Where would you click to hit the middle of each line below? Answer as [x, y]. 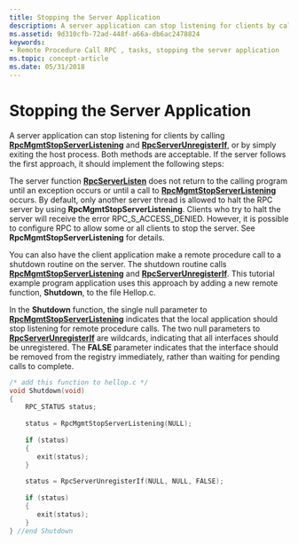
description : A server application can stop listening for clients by [142, 26]
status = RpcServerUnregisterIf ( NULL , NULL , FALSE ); [125, 481]
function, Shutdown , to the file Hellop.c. [82, 292]
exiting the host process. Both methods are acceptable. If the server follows [148, 154]
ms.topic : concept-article [59, 59]
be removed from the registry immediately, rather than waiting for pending [145, 357]
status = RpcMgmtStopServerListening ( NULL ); [109, 424]
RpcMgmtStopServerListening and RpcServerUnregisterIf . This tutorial [142, 273]
